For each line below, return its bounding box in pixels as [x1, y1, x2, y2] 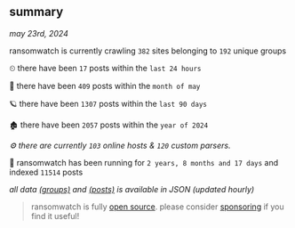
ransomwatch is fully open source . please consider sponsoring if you [30, 201, 284, 212]
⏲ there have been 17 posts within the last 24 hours [9, 62, 202, 73]
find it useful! [30, 210, 80, 221]
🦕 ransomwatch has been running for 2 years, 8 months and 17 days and [9, 157, 279, 167]
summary [9, 4, 64, 20]
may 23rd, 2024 [9, 28, 68, 38]
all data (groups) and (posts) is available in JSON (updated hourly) [9, 183, 255, 194]
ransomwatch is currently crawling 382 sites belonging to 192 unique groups [9, 45, 287, 56]
